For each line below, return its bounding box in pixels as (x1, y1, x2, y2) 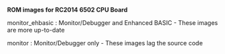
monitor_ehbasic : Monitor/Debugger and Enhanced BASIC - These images (7, 19, 218, 26)
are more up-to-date (7, 26, 65, 34)
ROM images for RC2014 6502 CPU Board (7, 6, 128, 13)
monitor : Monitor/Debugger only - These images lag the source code (7, 39, 203, 47)
